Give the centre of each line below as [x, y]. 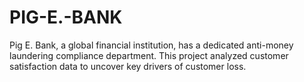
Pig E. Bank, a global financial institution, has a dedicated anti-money [151, 45]
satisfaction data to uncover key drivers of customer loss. [128, 66]
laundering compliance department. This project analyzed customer [149, 55]
